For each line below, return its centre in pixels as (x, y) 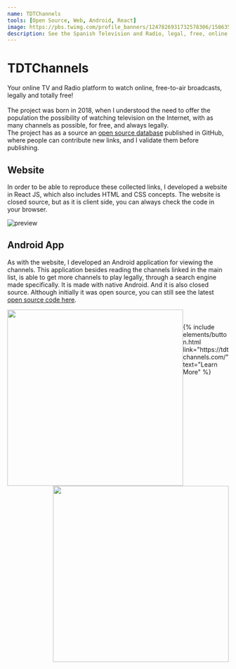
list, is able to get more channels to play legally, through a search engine (112, 277)
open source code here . (42, 300)
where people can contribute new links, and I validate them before (103, 140)
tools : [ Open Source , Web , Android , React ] (72, 20)
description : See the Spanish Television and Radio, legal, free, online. (119, 33)
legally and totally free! (40, 95)
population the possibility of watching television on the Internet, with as (110, 118)
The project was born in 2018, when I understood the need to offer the (109, 111)
